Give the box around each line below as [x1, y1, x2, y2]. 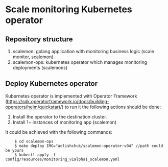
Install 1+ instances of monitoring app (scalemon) [12, 119, 116, 125]
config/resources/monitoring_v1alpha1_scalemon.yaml [5, 157, 120, 162]
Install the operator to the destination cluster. [12, 113, 107, 120]
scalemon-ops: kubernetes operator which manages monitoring [12, 59, 147, 65]
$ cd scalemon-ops [14, 139, 54, 144]
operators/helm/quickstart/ [5, 104, 62, 110]
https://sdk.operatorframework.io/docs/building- [7, 98, 110, 104]
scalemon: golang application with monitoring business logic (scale [12, 49, 154, 54]
